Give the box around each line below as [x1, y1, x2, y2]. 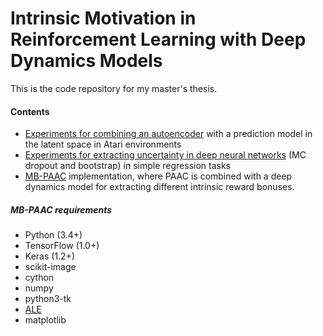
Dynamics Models [10, 50, 163, 72]
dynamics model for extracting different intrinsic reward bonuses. [24, 181, 295, 193]
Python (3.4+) [24, 229, 83, 241]
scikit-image [24, 261, 77, 273]
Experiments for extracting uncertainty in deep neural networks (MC [24, 149, 307, 161]
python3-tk [24, 293, 72, 305]
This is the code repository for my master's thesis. [10, 82, 218, 94]
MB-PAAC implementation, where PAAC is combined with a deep [24, 170, 293, 182]
